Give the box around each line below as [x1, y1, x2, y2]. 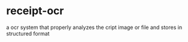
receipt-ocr [6, 4, 64, 18]
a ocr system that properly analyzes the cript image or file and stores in [6, 24, 183, 31]
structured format [6, 30, 50, 37]
